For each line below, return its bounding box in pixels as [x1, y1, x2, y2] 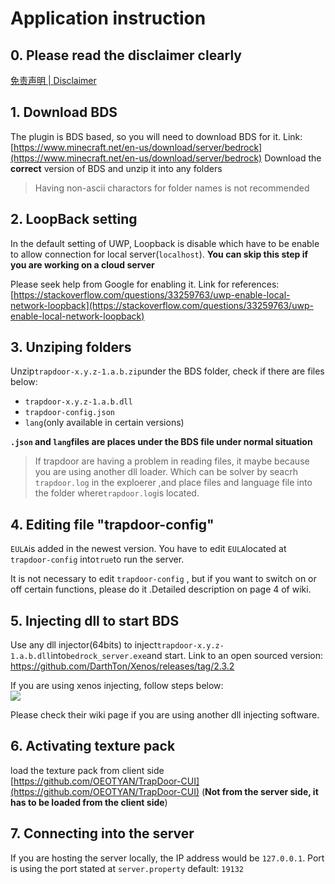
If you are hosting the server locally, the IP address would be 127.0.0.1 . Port [10, 852, 325, 864]
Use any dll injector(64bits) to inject [10, 639, 158, 651]
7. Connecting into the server [10, 825, 195, 842]
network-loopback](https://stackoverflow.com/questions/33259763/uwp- [10, 299, 314, 311]
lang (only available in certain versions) [24, 417, 185, 429]
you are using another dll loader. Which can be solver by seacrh [34, 466, 298, 478]
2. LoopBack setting [10, 211, 138, 228]
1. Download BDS [10, 104, 118, 121]
